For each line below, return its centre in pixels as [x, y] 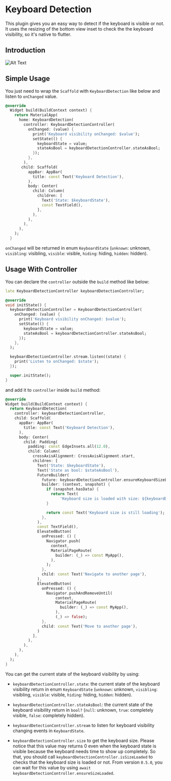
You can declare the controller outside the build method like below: [77, 282]
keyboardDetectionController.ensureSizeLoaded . [63, 773]
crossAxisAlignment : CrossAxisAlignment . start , [84, 456]
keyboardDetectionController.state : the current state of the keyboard [86, 684]
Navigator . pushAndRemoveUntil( [79, 593]
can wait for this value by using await [52, 767]
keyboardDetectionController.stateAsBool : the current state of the [82, 705]
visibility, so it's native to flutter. [38, 34]
